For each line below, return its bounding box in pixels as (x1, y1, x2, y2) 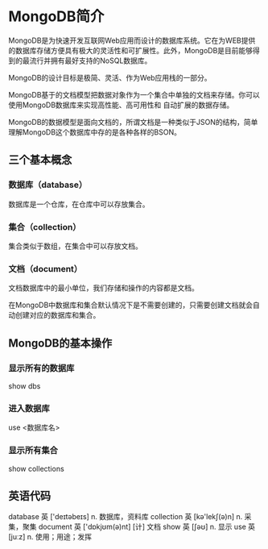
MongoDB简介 (8, 7, 105, 26)
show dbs (8, 381, 41, 391)
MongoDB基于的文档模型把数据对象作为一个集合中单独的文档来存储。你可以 (8, 89, 260, 99)
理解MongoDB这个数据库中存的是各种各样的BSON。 (8, 127, 181, 137)
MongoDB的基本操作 (8, 336, 113, 350)
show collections (8, 464, 64, 473)
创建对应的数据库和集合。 (14, 310, 101, 320)
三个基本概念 (8, 153, 72, 167)
